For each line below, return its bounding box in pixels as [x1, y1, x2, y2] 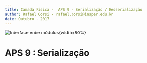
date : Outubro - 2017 [5, 16, 50, 21]
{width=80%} [58, 30, 86, 36]
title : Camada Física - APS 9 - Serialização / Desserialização [5, 7, 142, 12]
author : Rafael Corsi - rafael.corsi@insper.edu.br [5, 12, 113, 17]
